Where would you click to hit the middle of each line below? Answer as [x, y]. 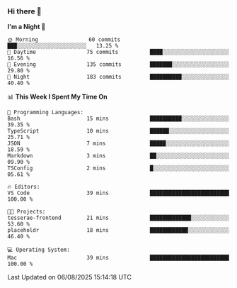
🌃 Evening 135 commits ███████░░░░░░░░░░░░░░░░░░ [118, 65]
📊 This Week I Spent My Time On [57, 97]
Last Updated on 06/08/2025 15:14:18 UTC [70, 277]
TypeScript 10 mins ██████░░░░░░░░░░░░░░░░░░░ [118, 131]
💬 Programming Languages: [45, 113]
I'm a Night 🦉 [27, 27]
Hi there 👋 [25, 11]
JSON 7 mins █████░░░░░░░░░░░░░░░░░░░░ [118, 144]
